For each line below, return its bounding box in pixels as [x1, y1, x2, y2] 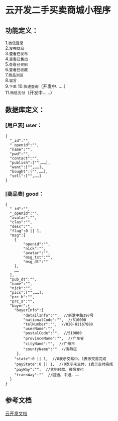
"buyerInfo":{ [14, 307, 44, 312]
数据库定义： [5, 106, 45, 114]
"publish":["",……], [10, 160, 51, 165]
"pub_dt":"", [10, 277, 37, 282]
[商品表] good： [5, 190, 44, 197]
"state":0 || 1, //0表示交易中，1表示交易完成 [14, 356, 106, 361]
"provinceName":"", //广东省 [23, 335, 84, 341]
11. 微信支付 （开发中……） [5, 90, 55, 96]
